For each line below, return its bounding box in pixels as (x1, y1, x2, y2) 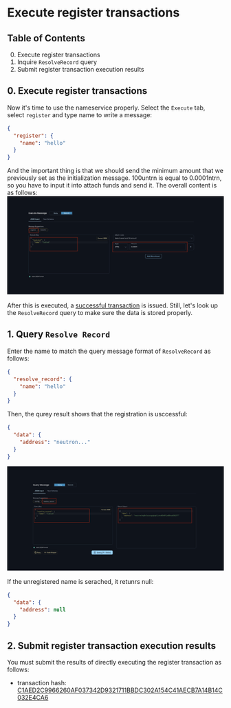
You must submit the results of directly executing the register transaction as (7, 658, 222, 666)
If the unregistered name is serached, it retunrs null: (7, 577, 154, 585)
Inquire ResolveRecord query (16, 58, 98, 66)
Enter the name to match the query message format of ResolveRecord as (7, 347, 211, 355)
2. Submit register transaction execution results (7, 640, 217, 651)
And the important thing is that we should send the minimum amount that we (7, 167, 223, 175)
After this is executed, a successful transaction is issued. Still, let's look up (7, 301, 219, 310)
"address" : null (19, 606, 67, 613)
